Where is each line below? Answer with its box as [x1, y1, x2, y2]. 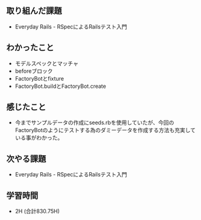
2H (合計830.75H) [14, 208, 60, 215]
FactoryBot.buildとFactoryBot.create [14, 82, 107, 90]
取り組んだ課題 [6, 5, 62, 16]
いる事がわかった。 [14, 134, 63, 141]
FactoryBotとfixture [14, 75, 65, 82]
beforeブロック [14, 67, 53, 75]
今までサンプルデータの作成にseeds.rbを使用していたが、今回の [14, 119, 174, 126]
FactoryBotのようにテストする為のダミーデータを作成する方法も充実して [14, 127, 196, 134]
